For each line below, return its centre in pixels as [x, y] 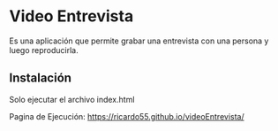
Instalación [41, 78]
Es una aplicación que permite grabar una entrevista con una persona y [139, 41]
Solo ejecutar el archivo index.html [72, 99]
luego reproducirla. [44, 50]
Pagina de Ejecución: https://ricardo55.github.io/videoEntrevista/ [127, 116]
